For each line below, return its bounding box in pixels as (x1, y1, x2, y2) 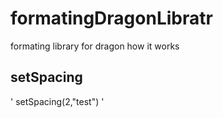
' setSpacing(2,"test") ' (10, 95, 105, 107)
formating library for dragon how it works (10, 40, 180, 52)
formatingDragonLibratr (10, 7, 213, 30)
